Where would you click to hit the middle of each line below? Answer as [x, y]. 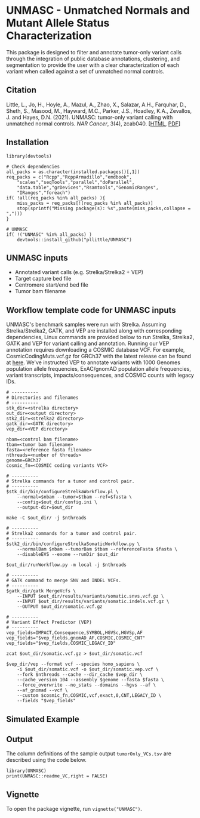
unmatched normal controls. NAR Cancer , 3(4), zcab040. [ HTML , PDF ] [93, 124]
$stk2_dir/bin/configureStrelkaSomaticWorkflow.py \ [73, 544]
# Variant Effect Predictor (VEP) [49, 622]
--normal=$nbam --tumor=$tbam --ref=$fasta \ [75, 497]
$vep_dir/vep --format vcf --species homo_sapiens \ [73, 664]
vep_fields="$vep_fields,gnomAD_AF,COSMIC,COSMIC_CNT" [76, 638]
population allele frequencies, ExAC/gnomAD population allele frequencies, [99, 369]
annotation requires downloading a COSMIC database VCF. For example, [96, 350]
